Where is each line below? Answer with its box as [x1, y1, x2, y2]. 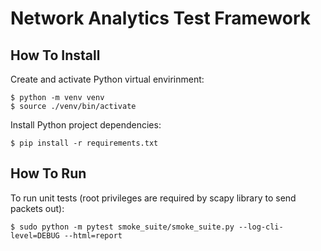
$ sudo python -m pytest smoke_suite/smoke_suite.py [10, 222, 235, 232]
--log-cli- [238, 222, 284, 232]
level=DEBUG [10, 230, 60, 241]
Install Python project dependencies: [10, 119, 162, 131]
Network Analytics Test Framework [10, 7, 312, 30]
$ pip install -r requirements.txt [10, 138, 159, 148]
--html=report [63, 230, 123, 241]
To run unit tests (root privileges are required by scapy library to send [10, 192, 297, 204]
